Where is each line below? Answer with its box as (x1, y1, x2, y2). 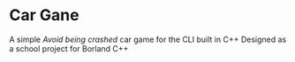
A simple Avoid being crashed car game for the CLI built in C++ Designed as (9, 34, 287, 45)
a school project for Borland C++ (9, 43, 129, 53)
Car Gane (9, 5, 79, 25)
